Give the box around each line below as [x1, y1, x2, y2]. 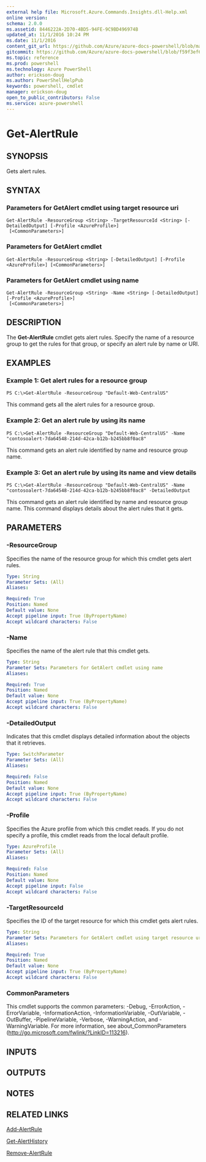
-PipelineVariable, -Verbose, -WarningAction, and [33, 1016, 158, 1023]
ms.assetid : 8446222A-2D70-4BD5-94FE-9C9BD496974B [6, 26, 139, 33]
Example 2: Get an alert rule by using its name [6, 416, 146, 425]
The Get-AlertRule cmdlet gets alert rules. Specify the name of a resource [6, 333, 194, 341]
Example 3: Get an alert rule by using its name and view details [6, 468, 197, 476]
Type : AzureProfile [6, 843, 56, 850]
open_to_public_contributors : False [6, 95, 100, 101]
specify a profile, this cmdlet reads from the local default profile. [6, 831, 169, 839]
